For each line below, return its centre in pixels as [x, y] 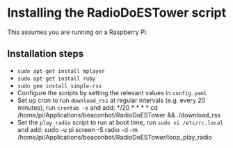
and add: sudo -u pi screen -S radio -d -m [77, 129]
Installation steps [46, 54]
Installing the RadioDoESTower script [117, 13]
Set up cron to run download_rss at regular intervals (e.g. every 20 [111, 100]
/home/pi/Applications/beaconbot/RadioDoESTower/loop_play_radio [114, 137]
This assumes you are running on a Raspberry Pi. [78, 32]
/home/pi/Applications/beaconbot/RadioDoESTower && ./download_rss [119, 115]
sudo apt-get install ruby [56, 79]
